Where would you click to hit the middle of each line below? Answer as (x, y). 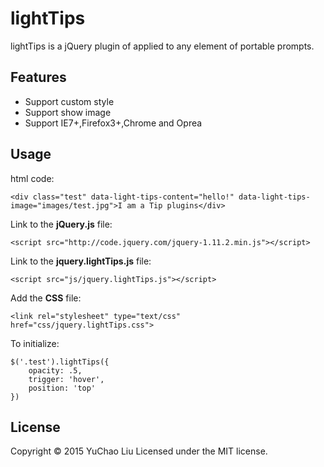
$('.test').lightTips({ (60, 362)
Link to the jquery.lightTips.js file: (81, 261)
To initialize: (35, 343)
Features (38, 77)
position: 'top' (62, 388)
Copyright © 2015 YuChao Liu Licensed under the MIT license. (139, 451)
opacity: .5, (55, 370)
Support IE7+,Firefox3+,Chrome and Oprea (113, 123)
